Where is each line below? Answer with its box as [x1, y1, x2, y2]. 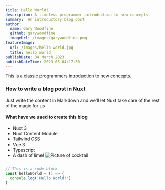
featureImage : [5, 40, 35, 45]
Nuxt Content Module [12, 130, 58, 136]
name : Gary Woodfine [10, 26, 53, 31]
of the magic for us [5, 102, 45, 109]
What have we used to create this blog [5, 114, 88, 120]
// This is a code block [5, 166, 58, 171]
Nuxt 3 [12, 125, 27, 131]
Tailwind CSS [12, 136, 40, 142]
